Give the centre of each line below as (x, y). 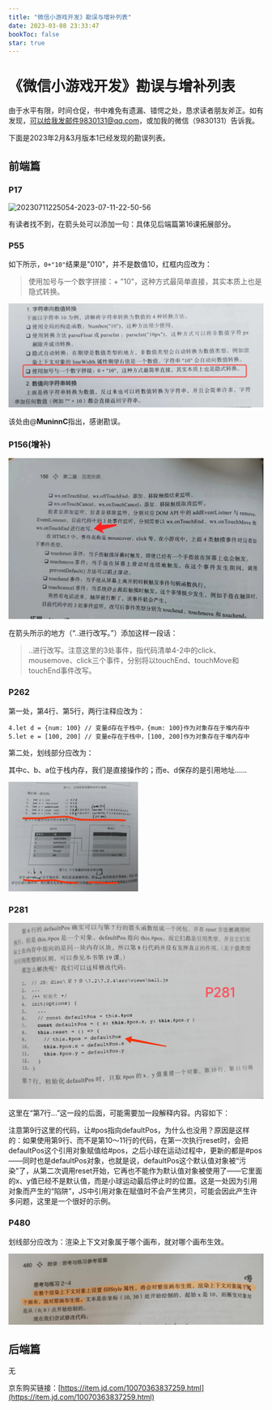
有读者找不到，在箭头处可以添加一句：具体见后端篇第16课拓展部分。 (122, 224)
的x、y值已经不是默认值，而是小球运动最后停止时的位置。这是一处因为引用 (133, 1181)
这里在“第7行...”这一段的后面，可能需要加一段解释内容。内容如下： (119, 1113)
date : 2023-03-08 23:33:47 (54, 26)
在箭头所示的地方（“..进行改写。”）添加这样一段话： (93, 633)
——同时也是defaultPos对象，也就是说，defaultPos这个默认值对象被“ (124, 1161)
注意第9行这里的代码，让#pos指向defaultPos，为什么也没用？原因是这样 (129, 1130)
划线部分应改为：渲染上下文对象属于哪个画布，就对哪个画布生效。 (118, 1241)
